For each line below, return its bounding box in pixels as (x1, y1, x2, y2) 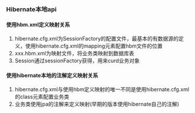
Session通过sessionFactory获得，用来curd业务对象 (14, 57, 140, 64)
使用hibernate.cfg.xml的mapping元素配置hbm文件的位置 (25, 42, 163, 49)
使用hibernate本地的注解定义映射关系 (6, 72, 98, 79)
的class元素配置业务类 (14, 93, 69, 101)
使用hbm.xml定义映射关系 (6, 21, 70, 28)
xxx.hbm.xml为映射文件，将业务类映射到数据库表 (14, 50, 135, 57)
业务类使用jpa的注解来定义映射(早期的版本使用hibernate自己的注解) (14, 101, 180, 108)
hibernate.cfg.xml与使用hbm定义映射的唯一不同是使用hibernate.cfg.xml (14, 86, 190, 93)
